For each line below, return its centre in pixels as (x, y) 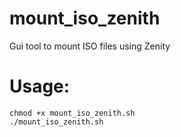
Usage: (40, 86)
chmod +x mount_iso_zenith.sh (72, 113)
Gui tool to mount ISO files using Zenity (90, 46)
